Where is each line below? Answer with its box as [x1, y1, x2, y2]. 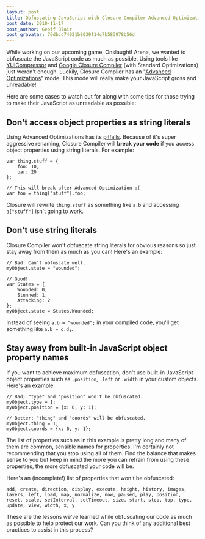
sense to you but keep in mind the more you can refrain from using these [6, 456, 190, 463]
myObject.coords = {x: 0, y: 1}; [6, 426, 92, 432]
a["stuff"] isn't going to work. [6, 207, 84, 215]
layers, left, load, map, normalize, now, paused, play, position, [6, 491, 182, 497]
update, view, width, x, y [6, 502, 75, 508]
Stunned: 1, [17, 292, 48, 298]
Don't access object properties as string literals [6, 117, 191, 127]
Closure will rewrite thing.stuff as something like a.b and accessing [6, 201, 179, 208]
